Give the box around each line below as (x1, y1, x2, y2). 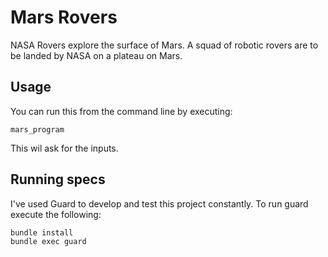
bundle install (10, 227, 74, 238)
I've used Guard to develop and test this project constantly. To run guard (10, 197, 309, 210)
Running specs (10, 171, 106, 188)
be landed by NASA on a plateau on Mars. (10, 49, 183, 61)
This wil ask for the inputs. (10, 142, 119, 154)
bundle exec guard (10, 236, 87, 246)
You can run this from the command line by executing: (10, 105, 233, 117)
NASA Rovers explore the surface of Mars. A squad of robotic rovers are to (10, 39, 319, 51)
